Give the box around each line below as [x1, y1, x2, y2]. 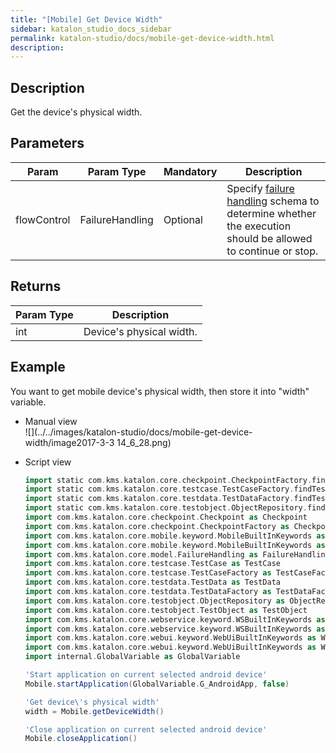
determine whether [226, 206, 317, 220]
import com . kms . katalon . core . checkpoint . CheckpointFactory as [24, 521, 290, 531]
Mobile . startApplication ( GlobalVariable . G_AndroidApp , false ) [24, 679, 290, 689]
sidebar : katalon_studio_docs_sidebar [10, 24, 172, 34]
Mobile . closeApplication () [24, 734, 138, 744]
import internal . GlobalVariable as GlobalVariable [24, 652, 241, 662]
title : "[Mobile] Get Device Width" [10, 14, 163, 25]
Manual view [24, 415, 78, 427]
